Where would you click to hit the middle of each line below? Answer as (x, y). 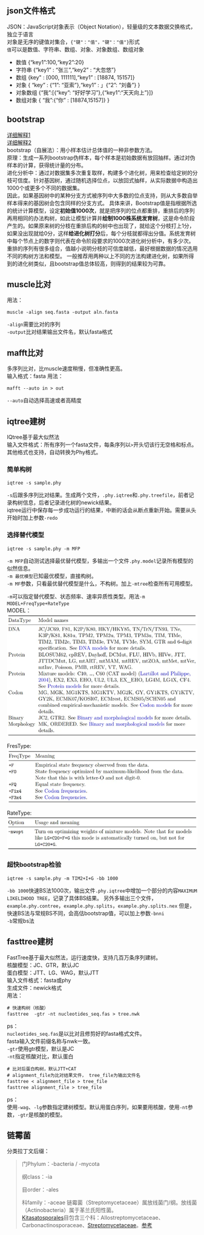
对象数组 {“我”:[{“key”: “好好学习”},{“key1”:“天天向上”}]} (84, 92)
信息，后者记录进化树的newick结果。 (69, 503)
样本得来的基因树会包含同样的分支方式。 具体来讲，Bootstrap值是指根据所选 (102, 203)
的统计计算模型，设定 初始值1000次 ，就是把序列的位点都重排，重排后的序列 (101, 210)
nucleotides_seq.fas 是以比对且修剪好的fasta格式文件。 (76, 1033)
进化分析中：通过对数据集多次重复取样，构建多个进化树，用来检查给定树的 (100, 173)
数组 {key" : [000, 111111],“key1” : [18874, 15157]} (75, 77)
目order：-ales (40, 1190)
